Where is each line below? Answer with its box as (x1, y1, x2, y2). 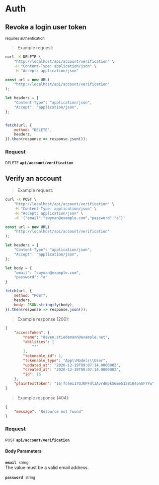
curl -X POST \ (5, 197, 37, 202)
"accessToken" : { (14, 330, 50, 335)
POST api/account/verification (5, 438, 70, 443)
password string (5, 475, 36, 480)
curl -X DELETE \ (5, 54, 41, 59)
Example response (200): (17, 316, 70, 322)
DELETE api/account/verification (5, 160, 74, 166)
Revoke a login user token (5, 23, 87, 31)
